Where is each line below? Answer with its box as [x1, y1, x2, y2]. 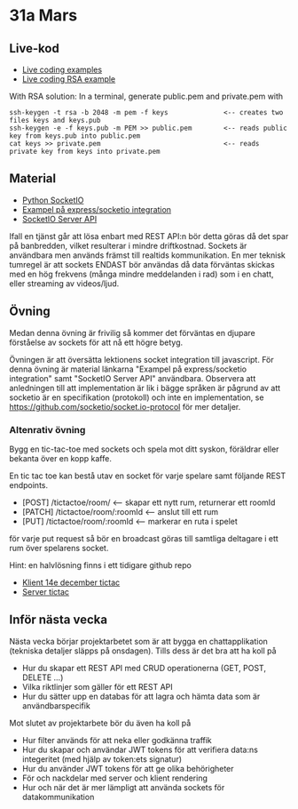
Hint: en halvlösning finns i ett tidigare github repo [9, 559, 192, 570]
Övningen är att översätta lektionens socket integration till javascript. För [9, 354, 275, 364]
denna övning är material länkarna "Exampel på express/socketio [9, 364, 247, 374]
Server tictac [21, 586, 69, 597]
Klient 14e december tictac [21, 577, 121, 588]
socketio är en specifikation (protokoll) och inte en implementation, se [9, 392, 264, 403]
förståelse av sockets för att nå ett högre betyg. [9, 337, 184, 348]
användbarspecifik [21, 700, 90, 711]
